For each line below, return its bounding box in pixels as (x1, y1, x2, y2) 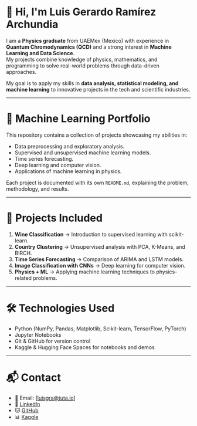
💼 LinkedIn (14, 400, 40, 407)
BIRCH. (14, 249, 32, 256)
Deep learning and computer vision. (14, 161, 101, 168)
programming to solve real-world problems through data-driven (6, 62, 160, 69)
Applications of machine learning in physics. (14, 167, 122, 175)
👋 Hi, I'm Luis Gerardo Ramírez (6, 5, 157, 19)
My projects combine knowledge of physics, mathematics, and (6, 56, 158, 63)
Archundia (6, 18, 59, 31)
